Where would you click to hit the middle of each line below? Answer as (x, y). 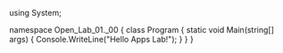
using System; (36, 13)
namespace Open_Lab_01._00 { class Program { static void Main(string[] (142, 30)
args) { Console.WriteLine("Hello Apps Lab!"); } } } (101, 39)
